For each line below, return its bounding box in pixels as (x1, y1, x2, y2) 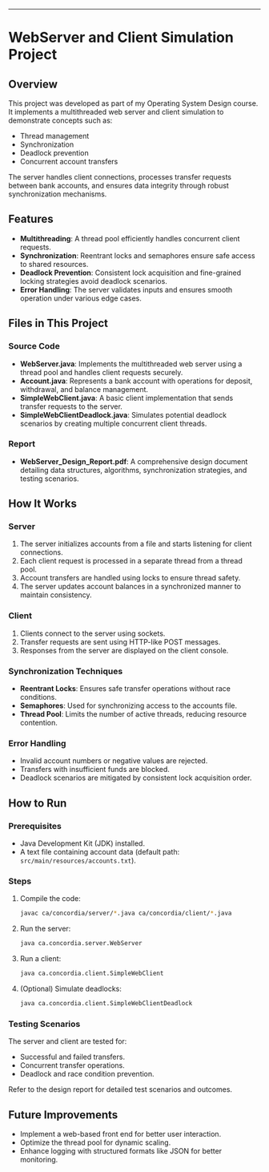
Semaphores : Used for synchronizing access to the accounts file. (19, 701, 238, 710)
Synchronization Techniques (8, 665, 123, 677)
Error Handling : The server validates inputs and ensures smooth (19, 285, 233, 294)
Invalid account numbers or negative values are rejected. (19, 756, 208, 766)
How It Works (8, 497, 78, 511)
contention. (19, 718, 58, 728)
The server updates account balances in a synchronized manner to (19, 582, 242, 592)
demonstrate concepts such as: (8, 115, 113, 125)
